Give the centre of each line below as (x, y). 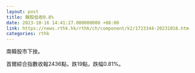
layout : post (22, 12)
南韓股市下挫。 (25, 52)
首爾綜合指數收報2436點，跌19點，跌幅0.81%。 (65, 64)
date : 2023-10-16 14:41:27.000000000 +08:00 (63, 23)
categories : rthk (28, 34)
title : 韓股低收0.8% (30, 17)
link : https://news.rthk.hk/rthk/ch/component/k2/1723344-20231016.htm (97, 28)
